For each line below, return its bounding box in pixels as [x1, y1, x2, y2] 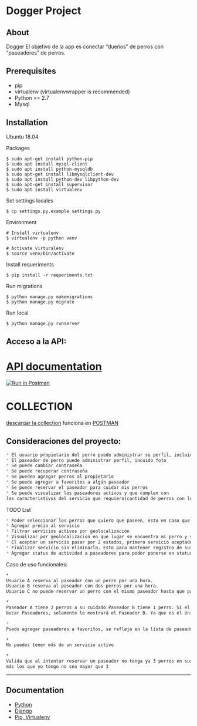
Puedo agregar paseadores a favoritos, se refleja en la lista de [6, 626, 172, 632]
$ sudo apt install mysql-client [6, 161, 88, 167]
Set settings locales [6, 197, 54, 204]
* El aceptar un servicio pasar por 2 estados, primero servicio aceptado [6, 539, 193, 545]
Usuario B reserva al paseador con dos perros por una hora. [6, 583, 159, 589]
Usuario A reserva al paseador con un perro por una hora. [6, 578, 154, 583]
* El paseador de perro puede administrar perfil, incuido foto [6, 457, 167, 463]
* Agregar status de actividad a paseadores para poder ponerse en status [6, 550, 193, 556]
